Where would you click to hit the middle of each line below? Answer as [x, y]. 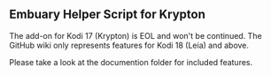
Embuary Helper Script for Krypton [108, 15]
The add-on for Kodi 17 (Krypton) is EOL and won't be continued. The [136, 35]
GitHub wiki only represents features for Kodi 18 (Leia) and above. [129, 45]
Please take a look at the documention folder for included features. [131, 62]
